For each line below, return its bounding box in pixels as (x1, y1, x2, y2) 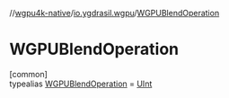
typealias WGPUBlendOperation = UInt (9, 78, 153, 89)
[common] (9, 68, 48, 79)
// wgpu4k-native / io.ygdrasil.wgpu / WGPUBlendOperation (9, 8, 220, 18)
